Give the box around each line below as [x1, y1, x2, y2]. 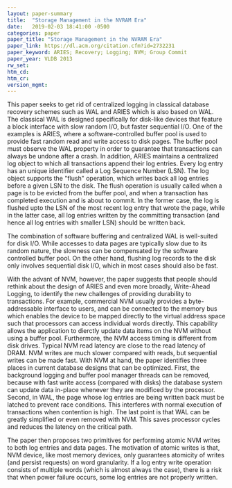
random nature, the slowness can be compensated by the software [7, 247, 199, 255]
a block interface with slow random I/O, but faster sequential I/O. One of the [7, 122, 223, 131]
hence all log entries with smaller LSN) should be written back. [7, 218, 186, 227]
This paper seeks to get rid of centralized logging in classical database [7, 100, 209, 108]
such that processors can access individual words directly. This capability [7, 319, 218, 327]
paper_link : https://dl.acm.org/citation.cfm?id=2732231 [7, 42, 175, 49]
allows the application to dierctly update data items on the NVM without [7, 327, 211, 335]
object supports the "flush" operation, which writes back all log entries [7, 174, 209, 183]
